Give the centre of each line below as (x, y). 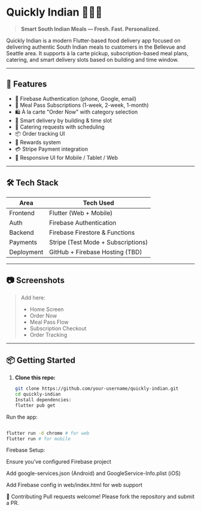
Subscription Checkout (58, 328)
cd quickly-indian (38, 395)
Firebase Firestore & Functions (92, 232)
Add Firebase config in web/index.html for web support (74, 485)
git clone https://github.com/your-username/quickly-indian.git (97, 389)
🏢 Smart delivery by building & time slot (63, 120)
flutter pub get (35, 405)
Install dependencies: (43, 400)
